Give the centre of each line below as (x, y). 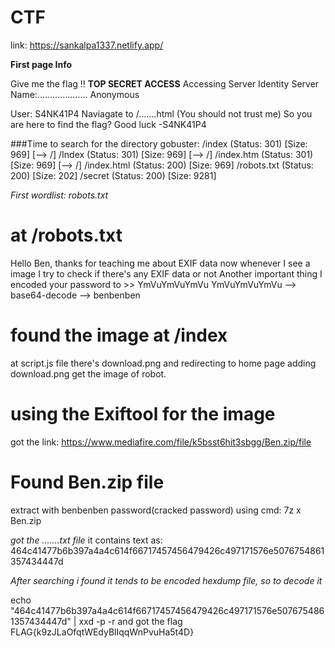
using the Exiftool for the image (143, 414)
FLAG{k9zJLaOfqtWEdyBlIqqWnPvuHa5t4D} (102, 632)
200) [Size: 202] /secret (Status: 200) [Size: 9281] (113, 175)
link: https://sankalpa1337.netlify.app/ (87, 45)
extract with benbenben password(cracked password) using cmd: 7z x (156, 510)
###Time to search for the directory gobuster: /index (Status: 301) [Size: (159, 143)
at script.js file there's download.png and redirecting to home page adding (163, 363)
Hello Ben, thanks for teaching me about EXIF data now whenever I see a (160, 263)
